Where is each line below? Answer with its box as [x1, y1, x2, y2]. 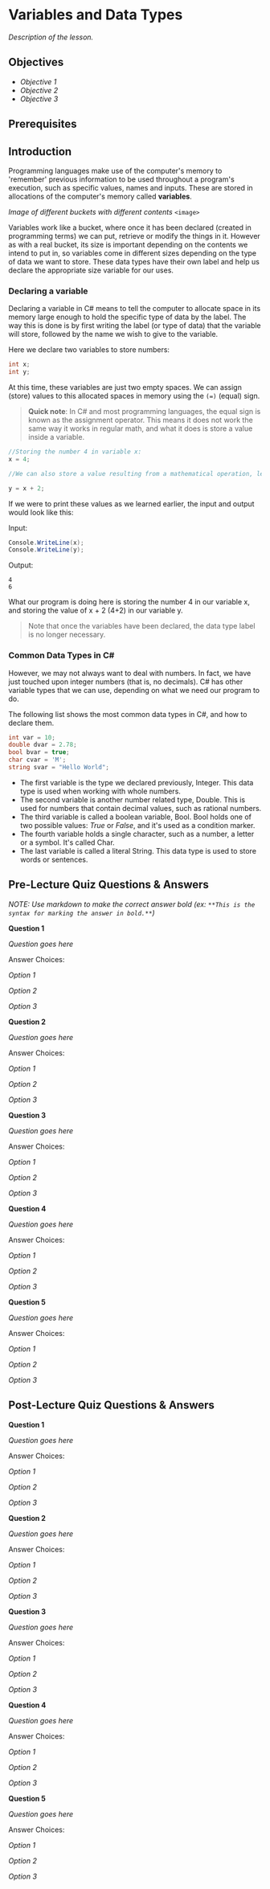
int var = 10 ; [8, 733, 56, 741]
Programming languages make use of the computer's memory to [8, 166, 223, 175]
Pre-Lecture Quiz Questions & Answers [8, 878, 209, 891]
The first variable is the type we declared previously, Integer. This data [19, 777, 254, 787]
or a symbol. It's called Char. [19, 838, 115, 847]
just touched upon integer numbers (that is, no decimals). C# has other [8, 677, 243, 686]
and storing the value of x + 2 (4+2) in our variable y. [8, 605, 183, 616]
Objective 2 [19, 85, 59, 95]
